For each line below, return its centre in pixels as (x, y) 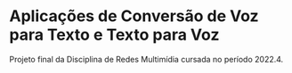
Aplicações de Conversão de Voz (134, 16)
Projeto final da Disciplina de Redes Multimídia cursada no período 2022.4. (146, 59)
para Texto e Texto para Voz (114, 35)
